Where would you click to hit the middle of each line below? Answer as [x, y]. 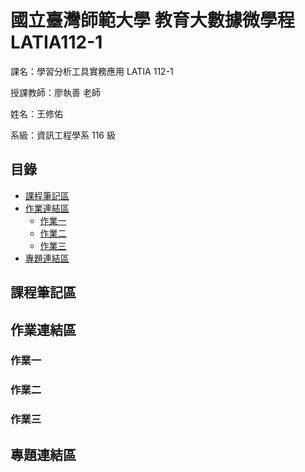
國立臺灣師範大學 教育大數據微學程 [152, 20]
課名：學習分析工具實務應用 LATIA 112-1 [92, 71]
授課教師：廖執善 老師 [55, 92]
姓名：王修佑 [36, 113]
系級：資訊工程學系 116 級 [63, 135]
